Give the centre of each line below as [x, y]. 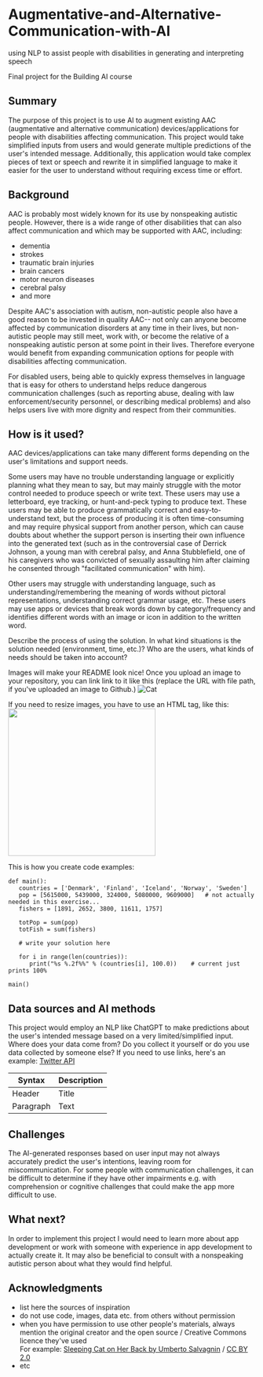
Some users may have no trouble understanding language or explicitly [121, 477]
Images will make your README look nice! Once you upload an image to [124, 672]
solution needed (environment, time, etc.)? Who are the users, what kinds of [131, 649]
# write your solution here [64, 943]
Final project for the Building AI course [70, 76]
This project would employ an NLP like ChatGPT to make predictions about [129, 1027]
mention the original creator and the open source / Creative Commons [133, 1332]
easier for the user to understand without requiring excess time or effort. [125, 170]
